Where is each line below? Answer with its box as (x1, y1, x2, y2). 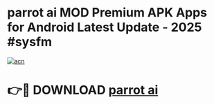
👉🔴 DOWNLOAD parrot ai (7, 83, 159, 98)
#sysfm (7, 34, 53, 50)
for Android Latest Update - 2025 (7, 19, 202, 35)
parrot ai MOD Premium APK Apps (7, 5, 208, 21)
